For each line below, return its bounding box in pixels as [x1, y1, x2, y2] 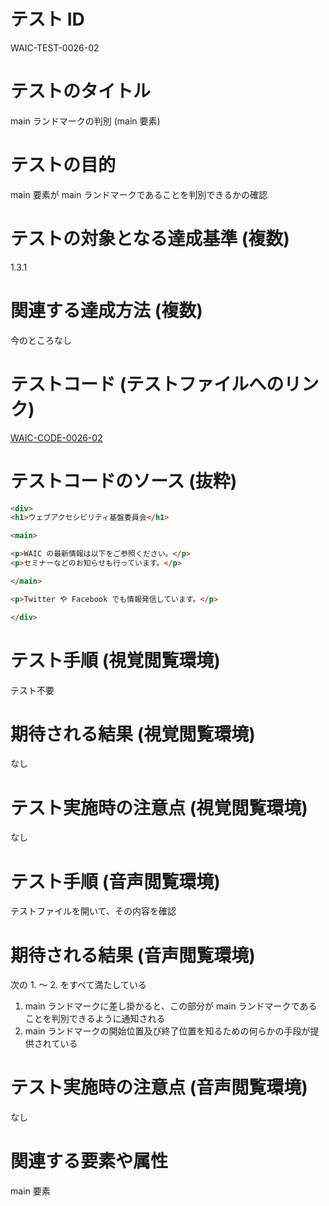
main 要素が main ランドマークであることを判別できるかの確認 [10, 188, 268, 200]
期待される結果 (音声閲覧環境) [10, 944, 256, 967]
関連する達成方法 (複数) [10, 299, 203, 322]
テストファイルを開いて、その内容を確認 [10, 905, 177, 917]
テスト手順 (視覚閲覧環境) [10, 649, 221, 672]
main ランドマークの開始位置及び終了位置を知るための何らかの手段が [24, 1025, 311, 1037]
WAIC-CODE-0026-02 [10, 431, 103, 444]
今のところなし [10, 334, 72, 346]
